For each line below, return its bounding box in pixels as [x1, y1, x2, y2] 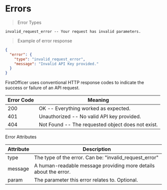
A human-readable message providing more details [34, 162, 155, 169]
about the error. [34, 169, 71, 176]
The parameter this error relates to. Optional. [34, 177, 138, 184]
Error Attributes [5, 134, 37, 140]
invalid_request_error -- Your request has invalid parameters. [5, 29, 141, 34]
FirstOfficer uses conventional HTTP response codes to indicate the [5, 80, 144, 86]
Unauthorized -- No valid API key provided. [39, 113, 141, 120]
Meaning [87, 96, 109, 103]
